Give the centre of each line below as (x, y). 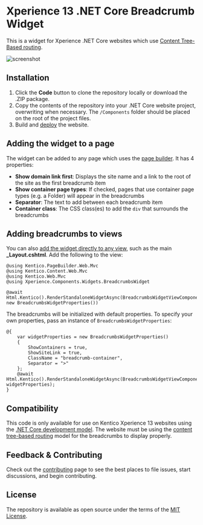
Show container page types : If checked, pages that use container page (105, 189)
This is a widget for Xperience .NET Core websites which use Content (93, 41)
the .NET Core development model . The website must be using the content (99, 429)
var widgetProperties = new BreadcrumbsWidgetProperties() (93, 337)
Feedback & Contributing (54, 455)
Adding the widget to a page (60, 144)
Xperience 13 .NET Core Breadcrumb (101, 11)
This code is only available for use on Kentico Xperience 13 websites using (99, 423)
